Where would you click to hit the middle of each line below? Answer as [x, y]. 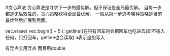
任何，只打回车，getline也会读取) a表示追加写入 [55, 37]
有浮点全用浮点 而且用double [36, 48]
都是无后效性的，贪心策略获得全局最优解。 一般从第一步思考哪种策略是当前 [84, 14]
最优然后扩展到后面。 [27, 20]
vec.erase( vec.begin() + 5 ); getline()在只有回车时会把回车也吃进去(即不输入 [85, 31]
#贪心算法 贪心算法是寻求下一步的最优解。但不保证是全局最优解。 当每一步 [83, 7]
